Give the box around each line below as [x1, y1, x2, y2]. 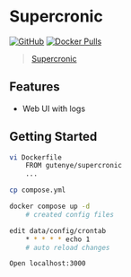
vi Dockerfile [9, 152, 63, 162]
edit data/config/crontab [9, 226, 106, 235]
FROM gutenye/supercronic [25, 161, 123, 170]
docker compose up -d [9, 202, 91, 212]
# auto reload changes [25, 243, 110, 252]
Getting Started [9, 129, 98, 144]
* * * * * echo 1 [25, 235, 91, 244]
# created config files [25, 210, 115, 219]
